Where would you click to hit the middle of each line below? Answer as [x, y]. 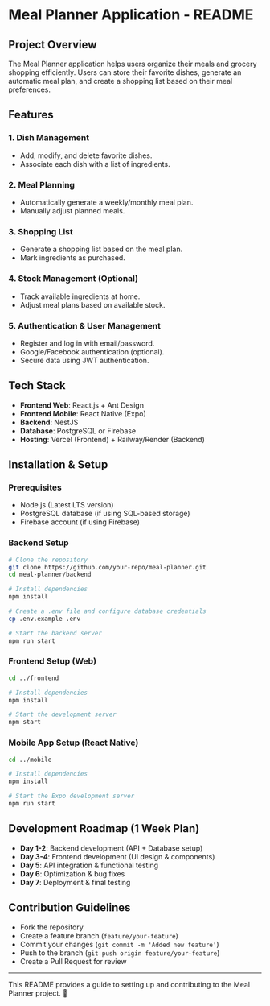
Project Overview [53, 45]
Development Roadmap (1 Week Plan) [104, 828]
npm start [25, 722]
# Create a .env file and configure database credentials [107, 611]
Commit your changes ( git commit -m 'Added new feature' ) [119, 944]
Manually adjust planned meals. [72, 210]
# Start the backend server [55, 633]
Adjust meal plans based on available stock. [92, 304]
